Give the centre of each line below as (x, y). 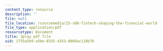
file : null (16, 18)
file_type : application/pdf (33, 28)
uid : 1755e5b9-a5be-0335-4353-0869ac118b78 (50, 41)
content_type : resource (29, 9)
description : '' (21, 14)
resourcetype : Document (29, 32)
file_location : (20, 23)
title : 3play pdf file (28, 37)
